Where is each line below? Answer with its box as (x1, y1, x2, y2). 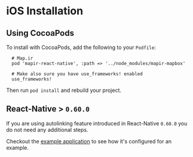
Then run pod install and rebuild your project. (6, 87, 121, 94)
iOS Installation (6, 4, 84, 18)
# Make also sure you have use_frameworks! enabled (11, 71, 143, 77)
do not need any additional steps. (6, 126, 88, 133)
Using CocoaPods (6, 28, 75, 38)
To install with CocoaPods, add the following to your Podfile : (6, 44, 157, 51)
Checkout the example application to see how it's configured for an (6, 137, 172, 144)
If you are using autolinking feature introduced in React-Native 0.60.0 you (6, 119, 188, 127)
